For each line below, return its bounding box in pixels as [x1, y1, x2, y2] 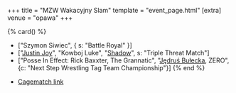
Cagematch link [17, 77, 64, 86]
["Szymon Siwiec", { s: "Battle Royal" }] [17, 41, 133, 49]
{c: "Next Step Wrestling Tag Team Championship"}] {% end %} [17, 64, 205, 72]
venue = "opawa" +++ [7, 13, 73, 22]
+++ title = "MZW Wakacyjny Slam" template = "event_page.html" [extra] [7, 6, 222, 14]
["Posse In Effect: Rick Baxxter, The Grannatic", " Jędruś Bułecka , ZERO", [17, 56, 230, 65]
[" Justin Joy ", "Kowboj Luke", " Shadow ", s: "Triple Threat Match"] [17, 49, 210, 57]
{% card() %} [7, 28, 47, 35]
